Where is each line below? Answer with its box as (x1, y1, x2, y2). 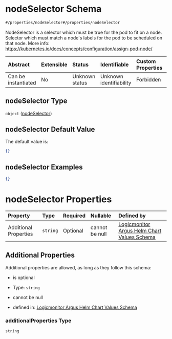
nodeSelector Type (5, 97, 68, 105)
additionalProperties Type (5, 317, 72, 324)
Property (8, 212, 30, 219)
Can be (8, 73, 26, 80)
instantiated (8, 79, 36, 86)
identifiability (100, 79, 132, 86)
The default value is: (5, 139, 49, 145)
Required (63, 212, 86, 219)
